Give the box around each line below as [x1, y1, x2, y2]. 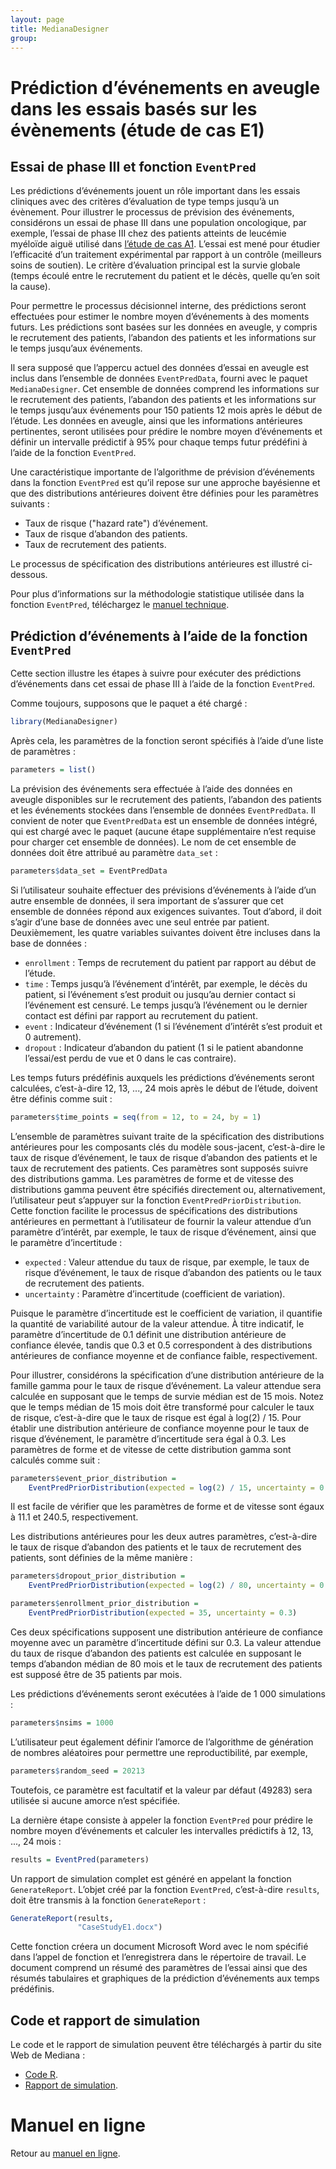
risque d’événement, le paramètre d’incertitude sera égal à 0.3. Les [10, 1432, 287, 1445]
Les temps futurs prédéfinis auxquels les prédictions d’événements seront [10, 1071, 315, 1083]
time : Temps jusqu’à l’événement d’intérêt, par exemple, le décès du [24, 977, 308, 990]
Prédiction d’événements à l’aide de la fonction [10, 627, 308, 645]
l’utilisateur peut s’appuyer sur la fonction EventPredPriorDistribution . [10, 1194, 302, 1206]
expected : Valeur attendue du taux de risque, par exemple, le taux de [24, 1256, 310, 1268]
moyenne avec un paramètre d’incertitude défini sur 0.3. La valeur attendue [10, 1636, 322, 1648]
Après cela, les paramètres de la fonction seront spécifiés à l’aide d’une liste [10, 735, 324, 747]
